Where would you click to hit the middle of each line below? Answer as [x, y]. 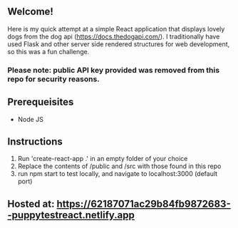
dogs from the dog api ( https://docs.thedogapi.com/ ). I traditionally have [114, 36]
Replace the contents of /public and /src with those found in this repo [119, 166]
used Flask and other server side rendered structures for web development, [119, 44]
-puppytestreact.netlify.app [71, 215]
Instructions [35, 141]
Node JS [31, 119]
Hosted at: [31, 203]
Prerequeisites [41, 102]
